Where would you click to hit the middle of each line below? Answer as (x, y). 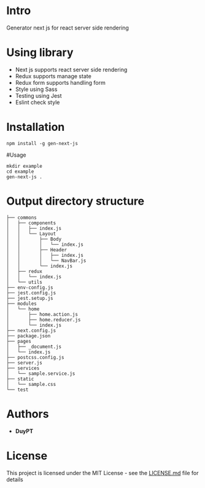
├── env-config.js (30, 287)
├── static (20, 379)
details (15, 479)
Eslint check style (37, 102)
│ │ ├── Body (34, 239)
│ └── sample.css (31, 384)
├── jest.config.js (31, 293)
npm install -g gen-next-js (42, 143)
